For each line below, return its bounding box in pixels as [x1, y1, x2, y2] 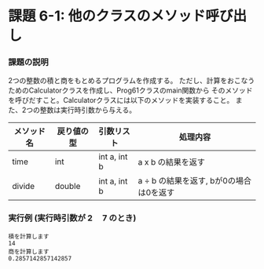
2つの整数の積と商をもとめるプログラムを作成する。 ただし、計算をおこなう [8, 76, 255, 85]
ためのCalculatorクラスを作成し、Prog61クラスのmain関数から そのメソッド [8, 85, 253, 95]
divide [12, 181, 35, 192]
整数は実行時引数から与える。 [39, 105, 137, 115]
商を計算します [8, 248, 49, 256]
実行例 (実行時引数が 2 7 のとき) [8, 213, 137, 224]
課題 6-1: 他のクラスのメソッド [8, 7, 206, 25]
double [54, 181, 81, 192]
